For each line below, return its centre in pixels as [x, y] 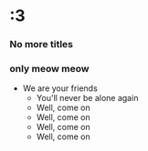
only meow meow [49, 69]
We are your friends [60, 88]
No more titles [42, 45]
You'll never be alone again [87, 98]
